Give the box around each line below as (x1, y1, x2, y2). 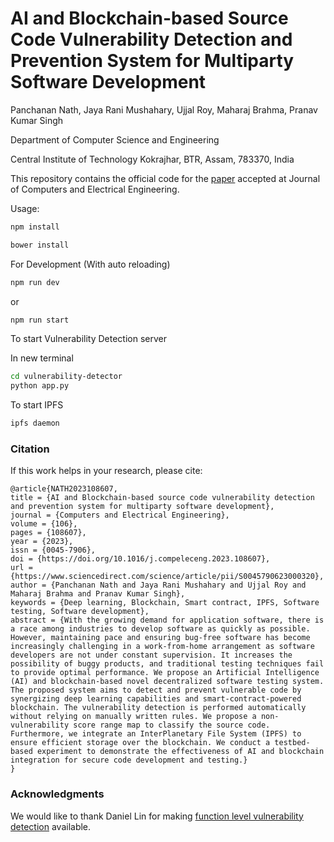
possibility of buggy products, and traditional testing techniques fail (10, 659, 325, 669)
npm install (10, 222, 60, 232)
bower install (10, 240, 70, 250)
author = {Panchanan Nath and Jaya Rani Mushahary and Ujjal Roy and (10, 580, 307, 591)
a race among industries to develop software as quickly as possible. (10, 624, 311, 634)
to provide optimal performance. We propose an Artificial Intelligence (10, 668, 320, 678)
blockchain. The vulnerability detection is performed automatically (10, 703, 307, 713)
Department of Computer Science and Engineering (10, 133, 220, 146)
